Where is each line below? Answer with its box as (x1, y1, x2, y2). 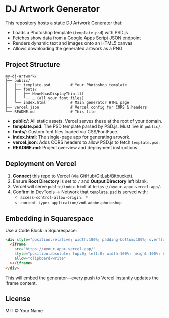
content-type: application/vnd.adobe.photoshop (20, 200, 122, 205)
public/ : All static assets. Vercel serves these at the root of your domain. (12, 118, 162, 124)
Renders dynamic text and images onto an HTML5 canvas (12, 40, 133, 46)
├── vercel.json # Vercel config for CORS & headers (5, 104, 147, 110)
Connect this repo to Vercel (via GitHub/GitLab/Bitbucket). (12, 173, 134, 179)
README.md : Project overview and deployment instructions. (12, 144, 139, 150)
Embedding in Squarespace (5, 214, 94, 223)
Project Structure (5, 60, 60, 69)
